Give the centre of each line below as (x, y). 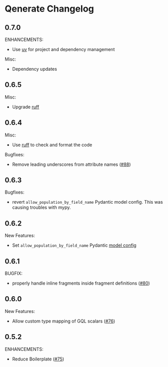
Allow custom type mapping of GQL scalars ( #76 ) (64, 321)
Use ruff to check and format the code (52, 145)
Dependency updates (34, 69)
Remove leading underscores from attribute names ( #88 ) (71, 164)
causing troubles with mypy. (41, 207)
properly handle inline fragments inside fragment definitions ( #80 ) (81, 283)
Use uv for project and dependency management (63, 49)
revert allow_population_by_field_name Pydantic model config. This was (87, 202)
